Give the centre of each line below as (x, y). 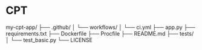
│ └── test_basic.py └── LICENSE (49, 40)
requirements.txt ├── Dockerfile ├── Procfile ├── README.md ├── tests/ (100, 33)
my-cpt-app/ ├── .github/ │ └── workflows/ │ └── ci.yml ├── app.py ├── (101, 27)
